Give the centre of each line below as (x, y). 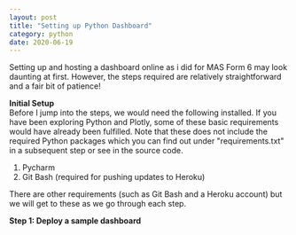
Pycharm (39, 168)
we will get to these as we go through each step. (98, 204)
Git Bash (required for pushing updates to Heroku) (113, 177)
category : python (41, 34)
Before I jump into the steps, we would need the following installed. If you (143, 113)
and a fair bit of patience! (55, 86)
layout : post (33, 17)
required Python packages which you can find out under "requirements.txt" (147, 141)
